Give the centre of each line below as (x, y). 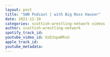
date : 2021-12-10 (23, 19)
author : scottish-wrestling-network (43, 28)
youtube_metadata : (24, 47)
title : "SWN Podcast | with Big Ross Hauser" (53, 14)
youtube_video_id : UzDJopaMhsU (37, 38)
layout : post (19, 10)
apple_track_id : (22, 42)
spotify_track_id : (24, 33)
